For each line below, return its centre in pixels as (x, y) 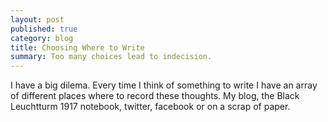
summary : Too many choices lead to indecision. (111, 57)
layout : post (37, 19)
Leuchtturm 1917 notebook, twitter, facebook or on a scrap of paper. (150, 107)
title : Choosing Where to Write (77, 47)
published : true (44, 29)
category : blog (42, 38)
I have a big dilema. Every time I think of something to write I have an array (164, 85)
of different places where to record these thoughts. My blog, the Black (155, 96)
